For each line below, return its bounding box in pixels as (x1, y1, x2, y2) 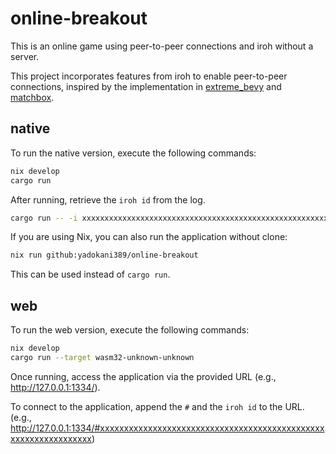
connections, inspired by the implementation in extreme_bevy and (10, 80, 282, 92)
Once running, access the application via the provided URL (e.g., (10, 370, 277, 382)
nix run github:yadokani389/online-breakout (10, 250, 199, 261)
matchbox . (10, 91, 55, 103)
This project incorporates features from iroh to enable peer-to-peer (10, 70, 288, 82)
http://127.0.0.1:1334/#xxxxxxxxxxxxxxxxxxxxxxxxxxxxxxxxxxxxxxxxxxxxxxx (10, 422, 325, 434)
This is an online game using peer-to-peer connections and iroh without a (10, 40, 314, 52)
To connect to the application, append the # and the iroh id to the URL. (10, 400, 305, 412)
